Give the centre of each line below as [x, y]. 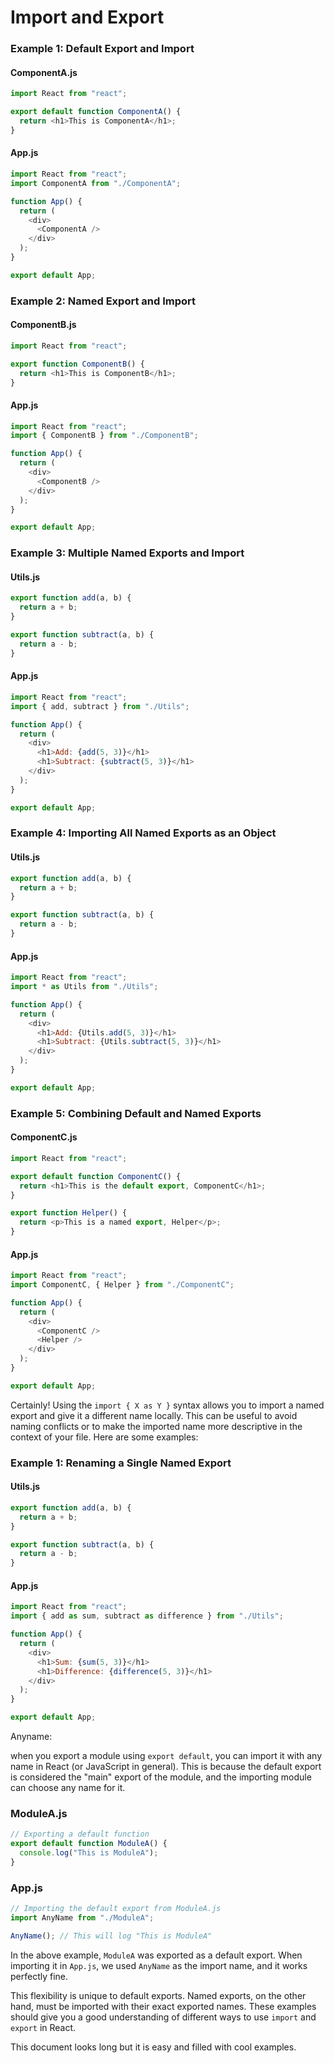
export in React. [43, 2027]
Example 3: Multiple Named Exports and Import [127, 553]
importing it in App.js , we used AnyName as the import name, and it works [159, 1965]
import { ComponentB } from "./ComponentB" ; [104, 436]
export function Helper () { [69, 1213]
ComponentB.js [43, 325]
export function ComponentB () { [77, 364]
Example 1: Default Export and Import [102, 49]
